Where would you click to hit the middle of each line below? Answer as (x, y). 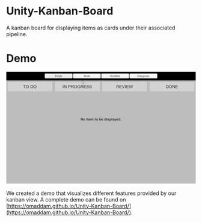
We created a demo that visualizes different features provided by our (91, 193)
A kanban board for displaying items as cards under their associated (91, 28)
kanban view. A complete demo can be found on (66, 199)
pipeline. (17, 34)
